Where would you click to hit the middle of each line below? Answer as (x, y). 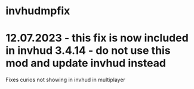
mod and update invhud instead (86, 63)
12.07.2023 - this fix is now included (97, 38)
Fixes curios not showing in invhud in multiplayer (66, 80)
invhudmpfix (38, 11)
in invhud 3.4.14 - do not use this (88, 51)
